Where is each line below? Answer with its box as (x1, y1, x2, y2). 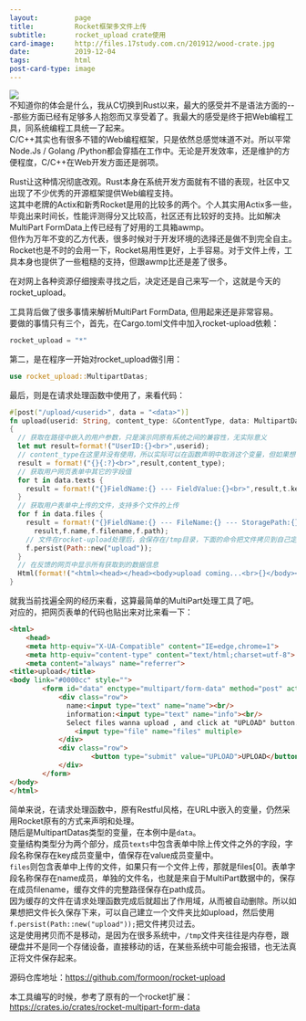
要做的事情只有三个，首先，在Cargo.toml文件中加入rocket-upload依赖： (9, 317, 280, 329)
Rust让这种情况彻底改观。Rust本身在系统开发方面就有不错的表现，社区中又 (9, 175, 291, 187)
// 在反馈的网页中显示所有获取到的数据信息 (17, 561, 159, 570)
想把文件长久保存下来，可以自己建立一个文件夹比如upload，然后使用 (16, 906, 275, 918)
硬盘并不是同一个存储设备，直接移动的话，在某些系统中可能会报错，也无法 (9, 941, 289, 952)
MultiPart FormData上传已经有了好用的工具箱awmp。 (9, 221, 209, 233)
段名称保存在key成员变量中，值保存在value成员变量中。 (9, 849, 219, 860)
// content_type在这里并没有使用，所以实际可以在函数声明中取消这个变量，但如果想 (17, 450, 296, 459)
